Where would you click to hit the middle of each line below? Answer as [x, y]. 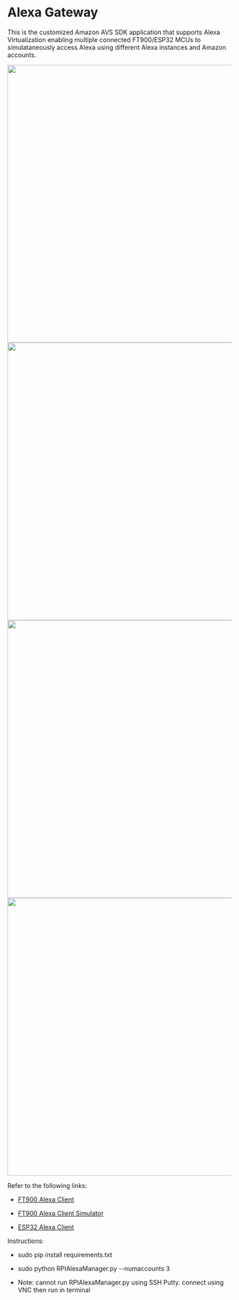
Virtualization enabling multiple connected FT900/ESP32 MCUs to [104, 39]
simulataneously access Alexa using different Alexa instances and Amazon [117, 47]
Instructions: [26, 1241]
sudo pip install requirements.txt [65, 1254]
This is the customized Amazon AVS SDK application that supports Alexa [114, 32]
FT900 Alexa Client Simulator [60, 1213]
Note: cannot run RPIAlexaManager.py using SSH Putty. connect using [121, 1282]
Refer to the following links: [47, 1185]
